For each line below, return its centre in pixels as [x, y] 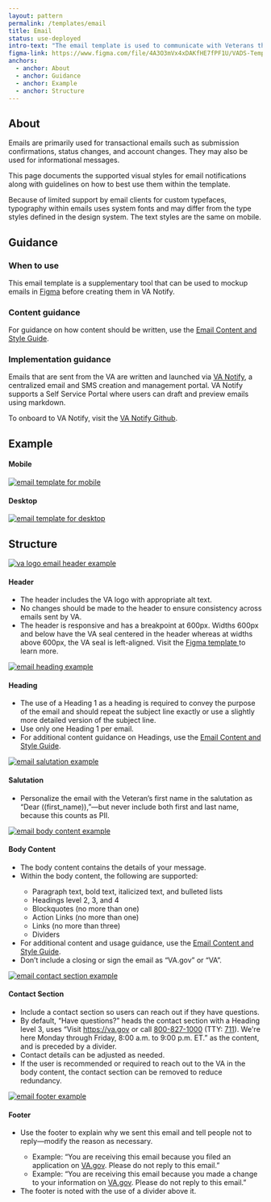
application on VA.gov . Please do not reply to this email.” [126, 1166]
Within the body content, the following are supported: [109, 875]
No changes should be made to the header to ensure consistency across [141, 608]
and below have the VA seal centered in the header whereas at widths [136, 634]
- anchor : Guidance [48, 76]
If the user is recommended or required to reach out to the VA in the [133, 1064]
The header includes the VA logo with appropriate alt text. [116, 600]
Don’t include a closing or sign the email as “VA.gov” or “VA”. [121, 960]
